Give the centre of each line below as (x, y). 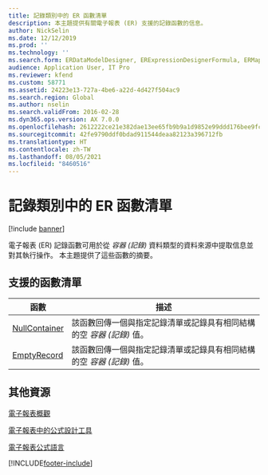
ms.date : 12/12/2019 (43, 38)
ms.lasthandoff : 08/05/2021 (55, 156)
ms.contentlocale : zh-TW (49, 149)
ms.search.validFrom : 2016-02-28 (64, 113)
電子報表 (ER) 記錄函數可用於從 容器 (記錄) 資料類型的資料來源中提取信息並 (131, 245)
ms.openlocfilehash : (43, 127)
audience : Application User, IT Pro (69, 68)
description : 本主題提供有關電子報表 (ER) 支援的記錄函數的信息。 (108, 23)
